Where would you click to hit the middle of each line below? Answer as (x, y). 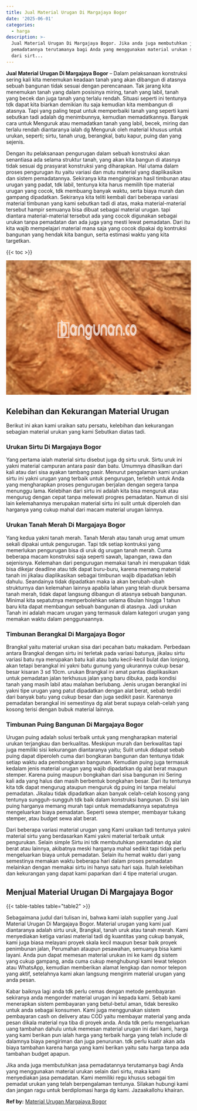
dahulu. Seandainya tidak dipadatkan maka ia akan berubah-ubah (85, 581)
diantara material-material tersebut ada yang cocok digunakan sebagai (92, 216)
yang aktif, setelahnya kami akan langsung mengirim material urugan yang (96, 974)
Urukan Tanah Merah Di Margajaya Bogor (66, 525)
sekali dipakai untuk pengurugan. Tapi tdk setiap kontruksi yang (83, 544)
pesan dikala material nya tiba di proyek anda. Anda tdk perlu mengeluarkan (98, 1023)
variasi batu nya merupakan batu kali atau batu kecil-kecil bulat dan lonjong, (98, 659)
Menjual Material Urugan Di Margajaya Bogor (90, 892)
